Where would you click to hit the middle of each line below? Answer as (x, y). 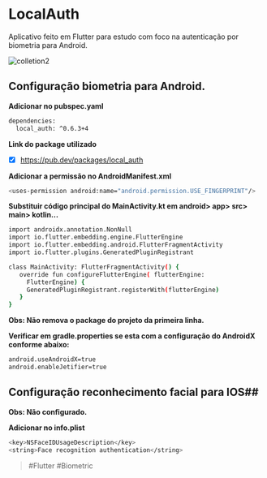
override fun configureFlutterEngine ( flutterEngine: (112, 274)
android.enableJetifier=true (58, 367)
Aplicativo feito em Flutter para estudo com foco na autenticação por (124, 37)
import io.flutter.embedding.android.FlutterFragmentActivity (116, 245)
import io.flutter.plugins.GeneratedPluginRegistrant (101, 252)
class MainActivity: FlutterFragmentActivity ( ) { (94, 267)
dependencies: (32, 121)
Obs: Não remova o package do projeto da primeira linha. (106, 321)
